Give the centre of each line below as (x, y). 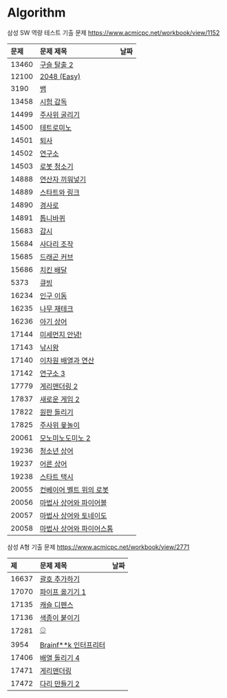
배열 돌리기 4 (60, 658)
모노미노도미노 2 (65, 438)
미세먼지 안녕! (61, 335)
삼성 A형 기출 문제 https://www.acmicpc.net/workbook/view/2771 (98, 547)
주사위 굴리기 (60, 114)
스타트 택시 (56, 477)
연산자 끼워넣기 (63, 179)
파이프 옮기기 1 (63, 592)
